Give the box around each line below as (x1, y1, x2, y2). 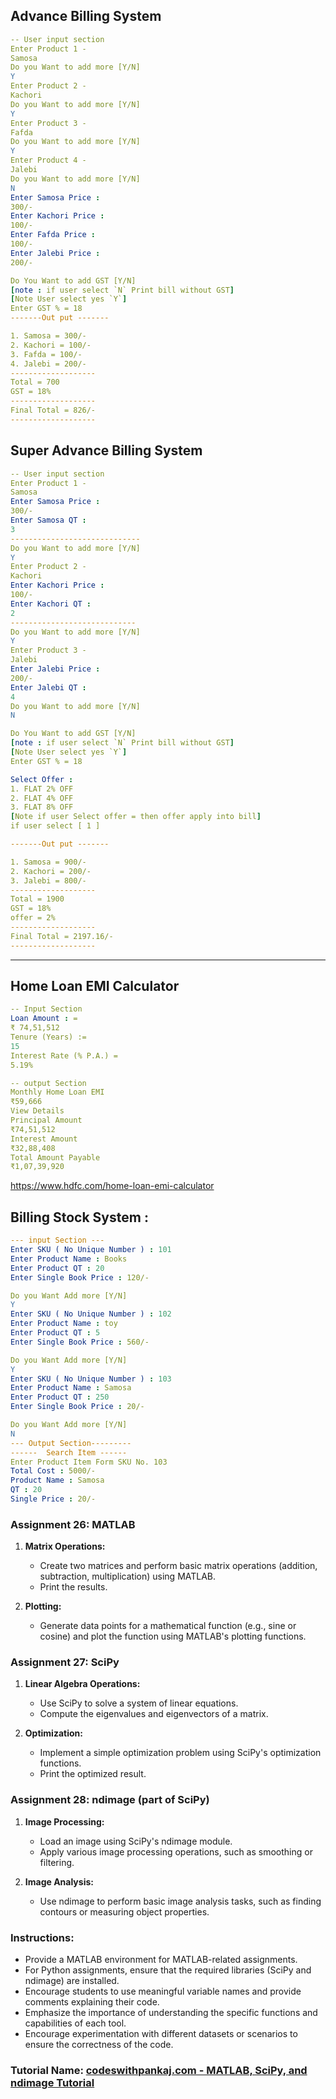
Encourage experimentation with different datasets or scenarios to (24, 2028, 298, 2040)
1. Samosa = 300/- (10, 331, 87, 341)
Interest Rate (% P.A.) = (10, 1050, 118, 1061)
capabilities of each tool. (24, 2017, 127, 2029)
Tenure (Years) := (10, 1032, 87, 1043)
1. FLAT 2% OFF (10, 784, 74, 794)
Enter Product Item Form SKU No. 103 (10, 1457, 168, 1467)
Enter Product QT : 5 (10, 1328, 101, 1338)
